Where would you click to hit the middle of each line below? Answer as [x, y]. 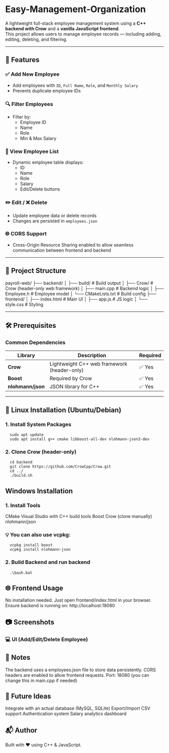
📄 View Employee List [32, 151]
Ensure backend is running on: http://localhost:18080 [60, 606]
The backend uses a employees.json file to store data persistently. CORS [80, 670]
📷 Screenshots [30, 622]
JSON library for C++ [74, 387]
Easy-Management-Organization [75, 9]
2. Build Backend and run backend [48, 562]
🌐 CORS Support [26, 234]
